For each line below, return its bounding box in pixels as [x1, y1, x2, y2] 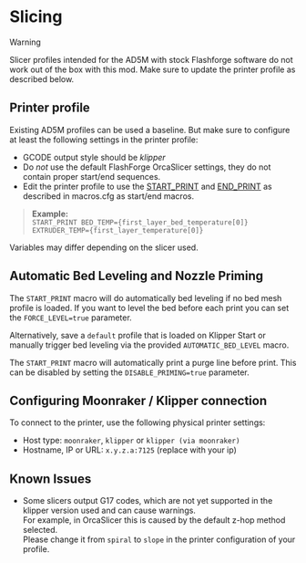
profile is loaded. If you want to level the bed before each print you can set [9, 302, 290, 313]
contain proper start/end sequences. [22, 171, 161, 182]
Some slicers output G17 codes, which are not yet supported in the [22, 495, 273, 506]
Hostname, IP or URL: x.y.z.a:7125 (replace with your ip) [22, 444, 237, 455]
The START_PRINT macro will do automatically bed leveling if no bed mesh [9, 292, 282, 303]
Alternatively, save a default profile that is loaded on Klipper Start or [9, 329, 267, 340]
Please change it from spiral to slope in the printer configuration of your [22, 534, 296, 545]
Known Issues [9, 471, 92, 486]
